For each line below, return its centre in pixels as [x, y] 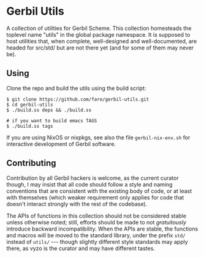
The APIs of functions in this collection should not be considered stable [96, 216]
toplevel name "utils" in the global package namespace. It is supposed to [98, 34]
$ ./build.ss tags [30, 126]
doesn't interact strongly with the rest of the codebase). [77, 204]
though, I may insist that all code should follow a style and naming [89, 184]
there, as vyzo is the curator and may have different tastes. [81, 248]
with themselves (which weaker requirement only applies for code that [95, 197]
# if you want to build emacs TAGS [52, 120]
